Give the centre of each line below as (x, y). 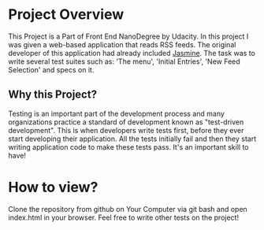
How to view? (53, 187)
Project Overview (66, 15)
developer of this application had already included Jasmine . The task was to (132, 53)
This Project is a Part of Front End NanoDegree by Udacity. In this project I (128, 36)
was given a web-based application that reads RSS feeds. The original (122, 44)
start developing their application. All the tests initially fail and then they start (132, 139)
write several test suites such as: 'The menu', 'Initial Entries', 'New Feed (124, 61)
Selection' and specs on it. (51, 69)
